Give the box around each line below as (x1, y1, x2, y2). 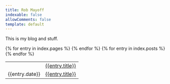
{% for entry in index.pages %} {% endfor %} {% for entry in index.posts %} (5, 45, 165, 51)
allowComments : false (5, 17, 51, 22)
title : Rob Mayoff (5, 7, 44, 13)
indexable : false (5, 12, 42, 17)
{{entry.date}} (8, 71, 41, 78)
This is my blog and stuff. (5, 36, 59, 42)
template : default (5, 21, 44, 27)
